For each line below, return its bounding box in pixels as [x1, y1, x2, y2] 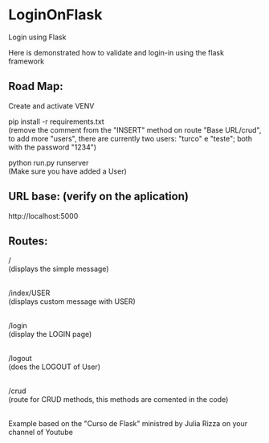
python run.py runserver [8, 158, 89, 167]
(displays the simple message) [8, 264, 109, 274]
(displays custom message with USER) [8, 297, 137, 306]
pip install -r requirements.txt [8, 117, 104, 126]
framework [8, 56, 45, 66]
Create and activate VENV [8, 100, 95, 110]
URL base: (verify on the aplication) [8, 190, 189, 203]
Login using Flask [8, 32, 67, 42]
